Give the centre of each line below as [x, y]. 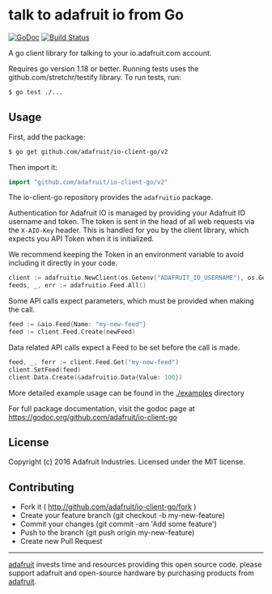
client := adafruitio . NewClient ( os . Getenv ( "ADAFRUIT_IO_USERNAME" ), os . [134, 278]
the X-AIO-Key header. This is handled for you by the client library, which [129, 230]
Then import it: [33, 167]
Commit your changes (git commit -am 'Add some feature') [118, 524]
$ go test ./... [36, 92]
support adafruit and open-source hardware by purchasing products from [132, 573]
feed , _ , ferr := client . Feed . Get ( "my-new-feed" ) [94, 362]
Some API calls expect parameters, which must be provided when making [132, 301]
